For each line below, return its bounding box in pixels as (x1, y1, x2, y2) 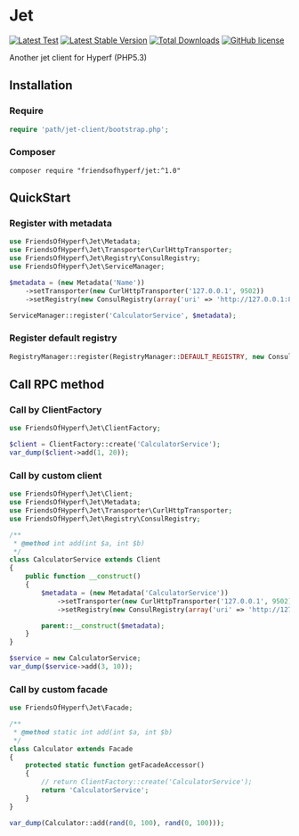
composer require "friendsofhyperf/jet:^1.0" (9, 166, 181, 175)
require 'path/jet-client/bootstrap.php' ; (9, 125, 169, 134)
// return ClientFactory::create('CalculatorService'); (41, 777, 253, 787)
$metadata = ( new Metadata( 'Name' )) (9, 278, 145, 287)
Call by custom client (9, 469, 102, 481)
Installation (9, 78, 73, 94)
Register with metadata (9, 217, 113, 230)
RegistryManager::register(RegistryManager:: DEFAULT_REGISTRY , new (9, 352, 265, 361)
